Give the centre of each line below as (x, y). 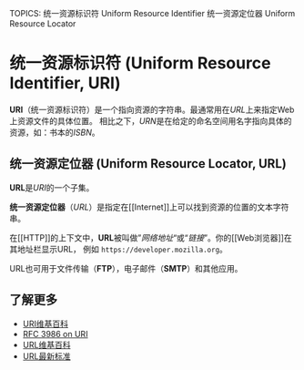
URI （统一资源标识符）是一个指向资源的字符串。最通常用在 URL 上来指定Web (152, 109)
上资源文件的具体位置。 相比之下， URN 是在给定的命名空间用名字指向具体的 (151, 120)
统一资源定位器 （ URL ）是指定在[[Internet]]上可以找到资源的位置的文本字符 (149, 207)
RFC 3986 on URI (55, 334)
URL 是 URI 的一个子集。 (52, 187)
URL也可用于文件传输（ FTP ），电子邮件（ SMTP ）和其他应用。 (126, 268)
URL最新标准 (46, 356)
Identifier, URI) (65, 83)
